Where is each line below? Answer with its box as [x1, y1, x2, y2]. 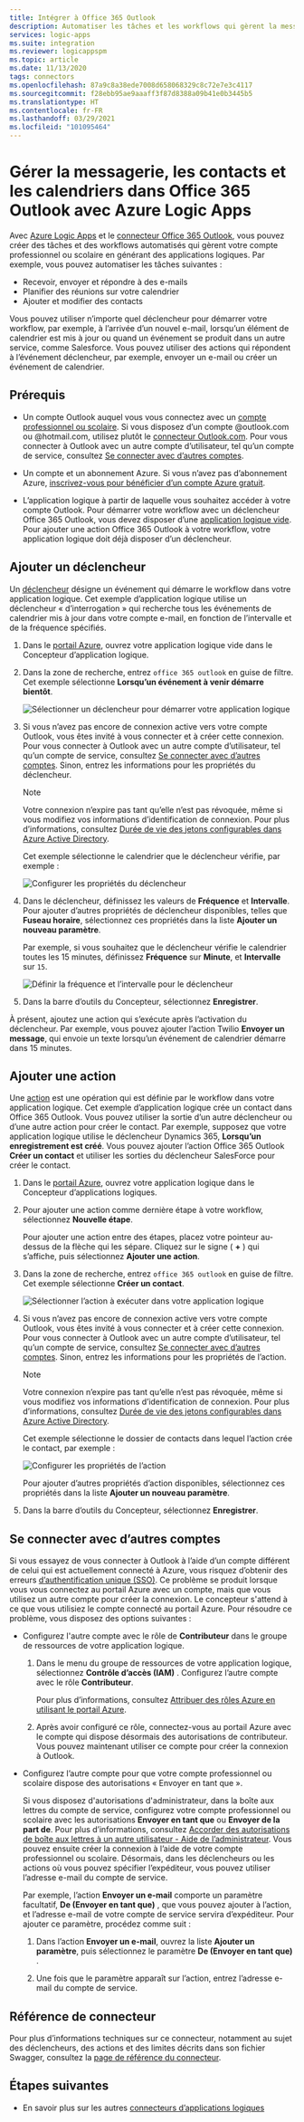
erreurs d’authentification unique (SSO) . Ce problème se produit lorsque [9, 1574, 278, 1585]
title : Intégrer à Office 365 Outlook [9, 13, 156, 23]
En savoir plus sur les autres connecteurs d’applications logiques [22, 2102, 265, 2113]
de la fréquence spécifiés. [9, 622, 107, 633]
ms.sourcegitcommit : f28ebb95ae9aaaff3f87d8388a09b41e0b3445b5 [9, 89, 253, 98]
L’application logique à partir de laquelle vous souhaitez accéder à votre [22, 494, 291, 505]
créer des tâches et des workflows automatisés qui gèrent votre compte [9, 239, 279, 250]
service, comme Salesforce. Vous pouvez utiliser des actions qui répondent [9, 341, 291, 353]
